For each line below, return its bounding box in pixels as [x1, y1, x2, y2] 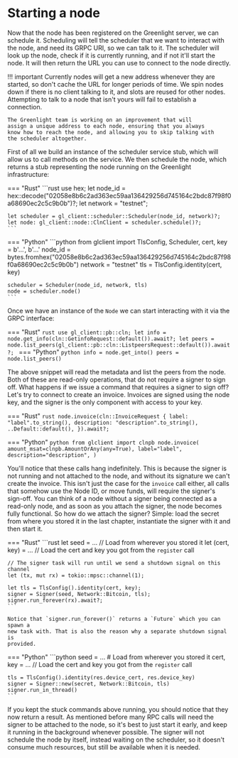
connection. [7, 102, 43, 111]
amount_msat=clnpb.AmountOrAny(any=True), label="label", [7, 445, 183, 453]
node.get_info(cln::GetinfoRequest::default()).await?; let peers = [7, 335, 215, 342]
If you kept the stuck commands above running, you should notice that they [7, 705, 229, 713]
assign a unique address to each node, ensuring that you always [7, 122, 205, 129]
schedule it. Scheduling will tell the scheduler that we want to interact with [7, 36, 225, 44]
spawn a [7, 622, 31, 629]
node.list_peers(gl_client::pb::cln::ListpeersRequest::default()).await [7, 341, 231, 349]
